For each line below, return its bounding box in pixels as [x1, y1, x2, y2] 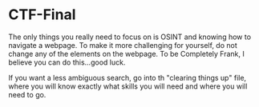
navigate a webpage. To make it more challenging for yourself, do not [8, 40, 238, 50]
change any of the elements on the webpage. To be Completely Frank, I [8, 49, 245, 58]
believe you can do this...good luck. [8, 57, 126, 67]
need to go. [8, 89, 47, 99]
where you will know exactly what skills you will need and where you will [8, 81, 248, 91]
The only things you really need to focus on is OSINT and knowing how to [8, 32, 251, 42]
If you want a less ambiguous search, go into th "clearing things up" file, [8, 73, 247, 82]
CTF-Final [8, 6, 76, 24]
